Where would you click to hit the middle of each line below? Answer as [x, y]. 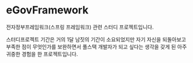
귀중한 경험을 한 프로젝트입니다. [42, 54]
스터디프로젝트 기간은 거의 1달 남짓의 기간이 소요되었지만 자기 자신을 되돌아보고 [96, 39]
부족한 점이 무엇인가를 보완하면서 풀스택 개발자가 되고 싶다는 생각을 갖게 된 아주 [96, 47]
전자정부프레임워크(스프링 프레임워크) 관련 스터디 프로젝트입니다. [80, 27]
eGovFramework [47, 10]
